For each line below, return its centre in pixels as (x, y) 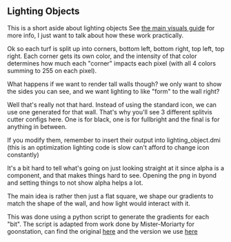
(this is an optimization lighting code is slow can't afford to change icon (108, 147)
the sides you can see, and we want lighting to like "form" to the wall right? (113, 91)
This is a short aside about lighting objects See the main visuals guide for (111, 28)
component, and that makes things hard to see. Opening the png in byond (112, 175)
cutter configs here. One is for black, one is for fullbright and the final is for (113, 119)
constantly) (23, 154)
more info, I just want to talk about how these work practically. (96, 35)
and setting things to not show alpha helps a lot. (75, 183)
